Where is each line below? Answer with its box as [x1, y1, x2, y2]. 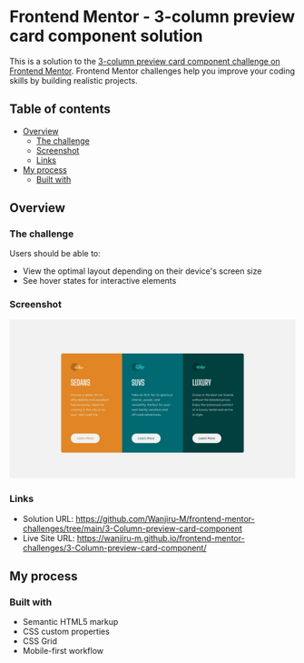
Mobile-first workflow [22, 646, 104, 657]
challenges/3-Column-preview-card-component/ [22, 542, 207, 553]
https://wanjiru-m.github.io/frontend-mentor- [76, 532, 245, 543]
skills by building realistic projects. [9, 75, 138, 85]
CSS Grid [22, 636, 57, 647]
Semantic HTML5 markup [22, 617, 119, 628]
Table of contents [9, 102, 111, 117]
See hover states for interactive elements [22, 276, 177, 286]
